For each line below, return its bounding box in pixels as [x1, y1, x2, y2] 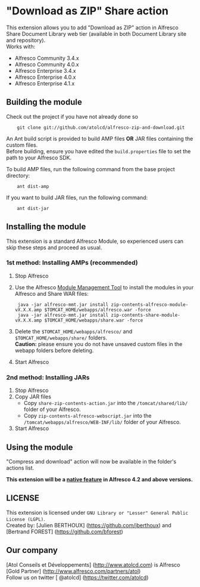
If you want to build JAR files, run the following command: [6, 194, 148, 201]
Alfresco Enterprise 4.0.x [14, 73, 76, 81]
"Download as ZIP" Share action [6, 4, 168, 18]
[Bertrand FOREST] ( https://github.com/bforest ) [6, 528, 123, 535]
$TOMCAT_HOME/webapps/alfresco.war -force [44, 307, 151, 313]
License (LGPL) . [6, 515, 46, 523]
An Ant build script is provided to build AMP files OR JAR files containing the [6, 135, 193, 142]
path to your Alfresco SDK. [6, 154, 72, 161]
